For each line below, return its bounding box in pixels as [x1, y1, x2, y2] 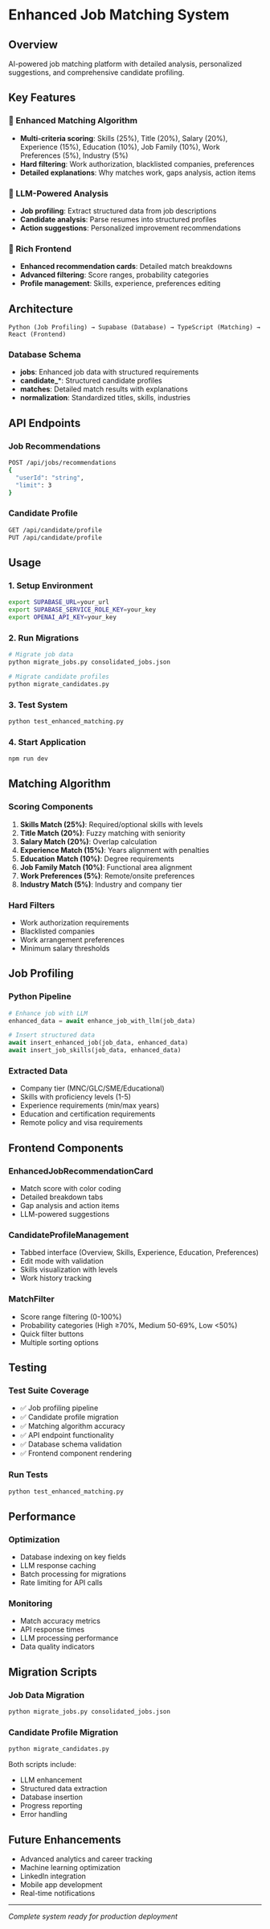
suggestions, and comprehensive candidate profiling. [8, 68, 185, 77]
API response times [19, 1625, 85, 1634]
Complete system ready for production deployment [8, 1911, 178, 1921]
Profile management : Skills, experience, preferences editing [19, 279, 221, 288]
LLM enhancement [19, 1775, 83, 1785]
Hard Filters [8, 900, 55, 911]
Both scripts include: [8, 1760, 76, 1770]
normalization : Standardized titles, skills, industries [19, 393, 191, 403]
